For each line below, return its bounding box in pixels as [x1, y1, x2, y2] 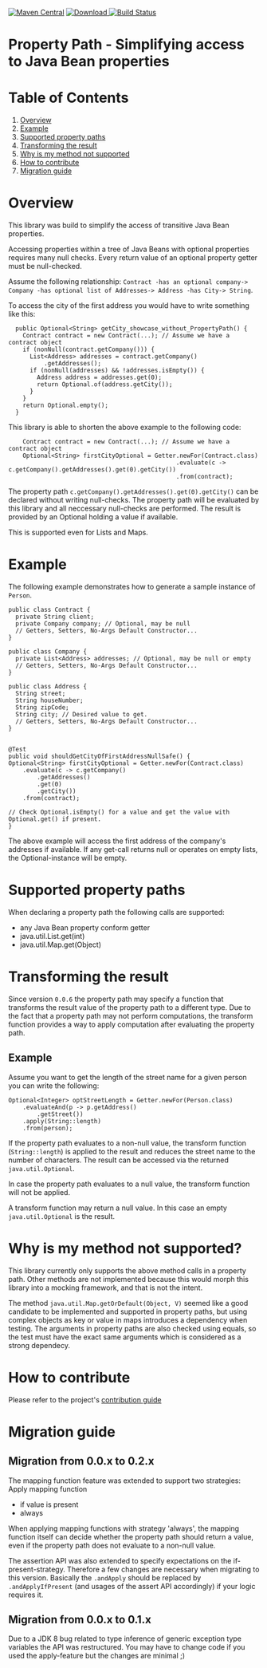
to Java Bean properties [8, 53, 170, 71]
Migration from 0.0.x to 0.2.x [8, 1454, 155, 1468]
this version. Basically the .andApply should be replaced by [8, 1572, 202, 1583]
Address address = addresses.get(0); [37, 373, 162, 382]
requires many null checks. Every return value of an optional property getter [8, 253, 257, 262]
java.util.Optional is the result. [8, 1211, 116, 1220]
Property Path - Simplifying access [8, 36, 245, 53]
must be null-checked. [8, 262, 82, 271]
